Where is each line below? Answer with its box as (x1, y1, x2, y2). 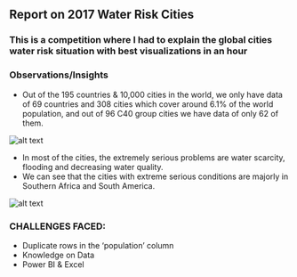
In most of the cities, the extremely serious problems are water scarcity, (21, 151, 286, 163)
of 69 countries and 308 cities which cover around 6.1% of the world (21, 98, 274, 110)
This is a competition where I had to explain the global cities (9, 34, 273, 46)
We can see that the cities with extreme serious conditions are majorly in (21, 171, 289, 182)
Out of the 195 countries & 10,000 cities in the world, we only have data (21, 89, 283, 100)
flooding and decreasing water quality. (21, 161, 164, 172)
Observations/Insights (9, 69, 108, 81)
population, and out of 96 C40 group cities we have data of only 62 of (21, 108, 278, 118)
